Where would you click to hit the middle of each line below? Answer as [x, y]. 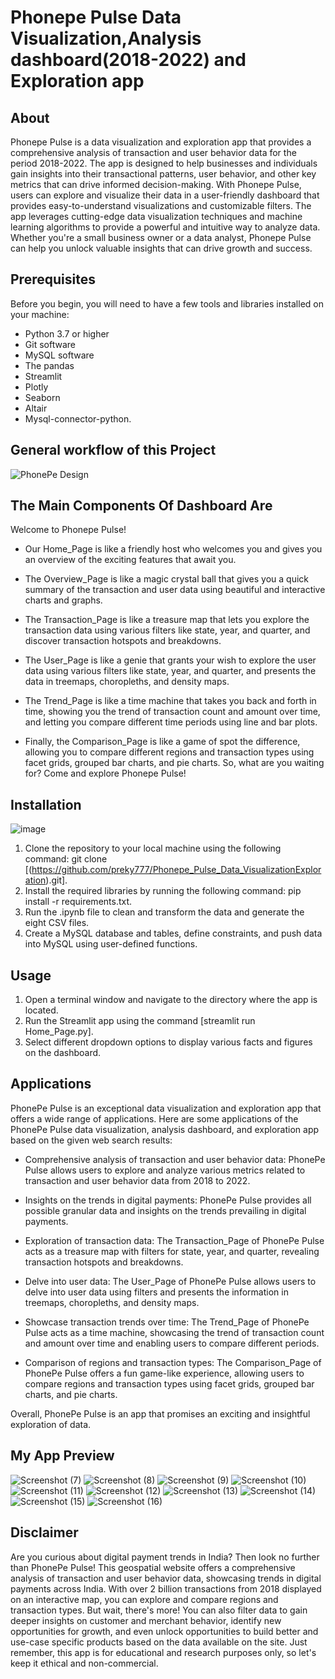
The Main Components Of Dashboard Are [141, 506]
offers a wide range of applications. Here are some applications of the [154, 1118]
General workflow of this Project [113, 450]
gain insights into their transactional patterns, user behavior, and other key [163, 174]
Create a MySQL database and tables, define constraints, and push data [173, 933]
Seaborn [42, 397]
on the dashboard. [63, 1053]
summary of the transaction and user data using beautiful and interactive [175, 590]
